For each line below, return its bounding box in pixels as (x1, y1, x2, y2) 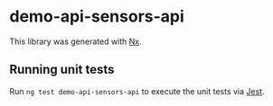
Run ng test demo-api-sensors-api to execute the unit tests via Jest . (9, 85, 265, 96)
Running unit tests (9, 62, 115, 77)
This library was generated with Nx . (9, 36, 142, 47)
